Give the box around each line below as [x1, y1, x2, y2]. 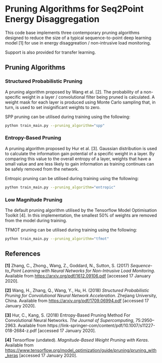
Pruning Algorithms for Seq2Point [5, 3, 144, 15]
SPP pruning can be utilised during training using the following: [5, 114, 131, 120]
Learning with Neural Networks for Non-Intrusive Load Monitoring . [22, 268, 156, 273]
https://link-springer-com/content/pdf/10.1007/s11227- [47, 322, 156, 328]
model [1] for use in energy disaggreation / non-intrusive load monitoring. [5, 40, 151, 45]
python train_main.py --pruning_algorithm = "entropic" [5, 185, 116, 190]
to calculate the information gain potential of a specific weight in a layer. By [5, 151, 155, 156]
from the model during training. [5, 217, 67, 223]
